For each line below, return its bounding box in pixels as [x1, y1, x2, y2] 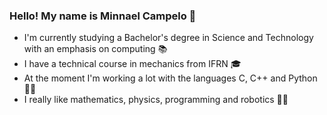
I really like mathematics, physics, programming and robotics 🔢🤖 [23, 94, 289, 106]
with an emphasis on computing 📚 [23, 43, 168, 55]
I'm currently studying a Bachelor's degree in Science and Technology [23, 32, 314, 44]
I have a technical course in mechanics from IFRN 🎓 [23, 58, 242, 70]
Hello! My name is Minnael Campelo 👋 [9, 9, 197, 23]
